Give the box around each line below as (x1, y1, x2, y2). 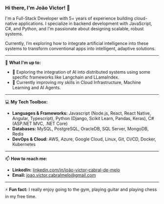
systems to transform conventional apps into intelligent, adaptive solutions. (5, 46, 156, 52)
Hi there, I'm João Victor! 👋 (5, 4, 70, 11)
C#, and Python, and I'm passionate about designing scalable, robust (5, 26, 144, 32)
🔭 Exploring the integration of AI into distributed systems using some (12, 69, 150, 75)
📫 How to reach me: (5, 156, 48, 162)
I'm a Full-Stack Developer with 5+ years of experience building (5, 16, 133, 21)
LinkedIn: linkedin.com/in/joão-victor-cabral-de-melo (12, 167, 121, 173)
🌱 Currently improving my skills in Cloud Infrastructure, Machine (12, 80, 142, 85)
